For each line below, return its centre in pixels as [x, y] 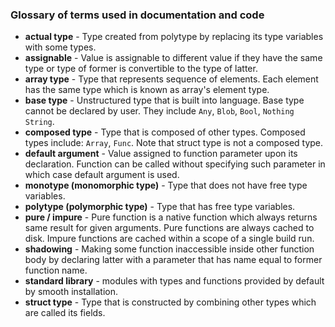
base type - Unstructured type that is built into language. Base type [164, 100]
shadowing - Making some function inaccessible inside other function [169, 249]
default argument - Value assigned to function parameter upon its [161, 154]
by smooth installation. [71, 292]
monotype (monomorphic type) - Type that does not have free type [166, 185]
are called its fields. [65, 313]
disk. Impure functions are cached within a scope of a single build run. [169, 239]
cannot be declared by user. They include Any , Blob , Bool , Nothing [159, 111]
